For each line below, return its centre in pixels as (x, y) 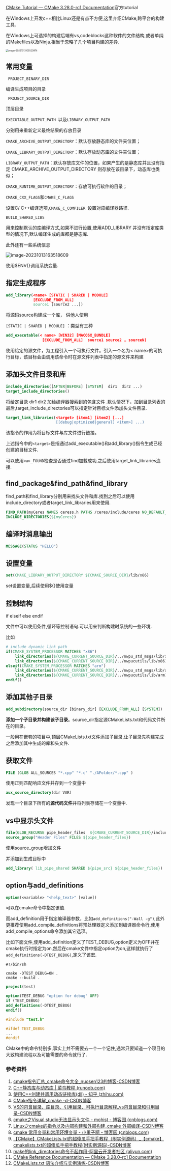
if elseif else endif (24, 616)
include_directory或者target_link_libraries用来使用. (58, 503)
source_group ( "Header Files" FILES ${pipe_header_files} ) (68, 838)
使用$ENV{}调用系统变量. (32, 265)
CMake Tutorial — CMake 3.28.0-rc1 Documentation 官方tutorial (72, 7)
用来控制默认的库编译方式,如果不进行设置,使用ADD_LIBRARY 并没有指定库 (82, 228)
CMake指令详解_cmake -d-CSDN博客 (52, 1100)
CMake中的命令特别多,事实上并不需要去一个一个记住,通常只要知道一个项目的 (85, 1048)
